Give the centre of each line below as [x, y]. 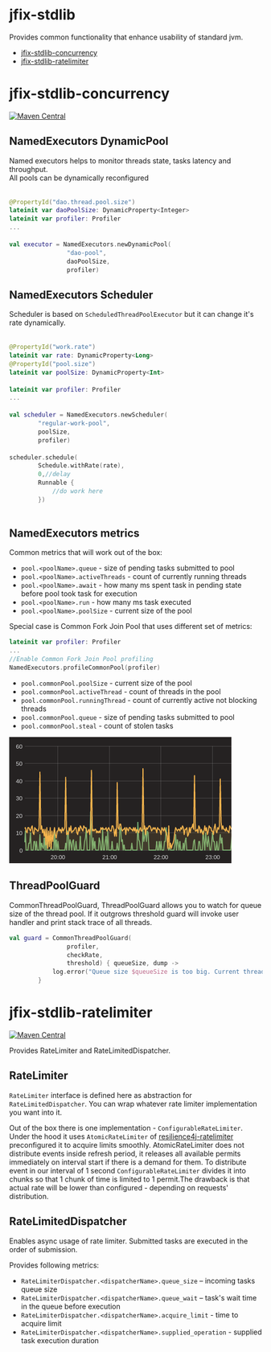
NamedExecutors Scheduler [81, 295]
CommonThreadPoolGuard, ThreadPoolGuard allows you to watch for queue [135, 905]
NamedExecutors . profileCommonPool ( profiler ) [85, 668]
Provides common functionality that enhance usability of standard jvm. [126, 37]
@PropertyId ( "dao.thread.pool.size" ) [72, 202]
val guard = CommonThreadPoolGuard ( [70, 938]
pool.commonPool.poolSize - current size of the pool [106, 683]
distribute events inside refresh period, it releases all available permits [125, 1153]
